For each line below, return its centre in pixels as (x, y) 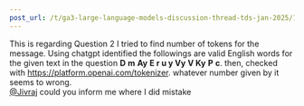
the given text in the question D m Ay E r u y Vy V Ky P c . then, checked (143, 63)
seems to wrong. (41, 82)
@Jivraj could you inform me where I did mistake (100, 92)
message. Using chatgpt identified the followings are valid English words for (151, 53)
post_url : (28, 18)
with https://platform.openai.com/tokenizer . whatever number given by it (144, 72)
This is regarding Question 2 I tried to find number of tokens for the (134, 43)
